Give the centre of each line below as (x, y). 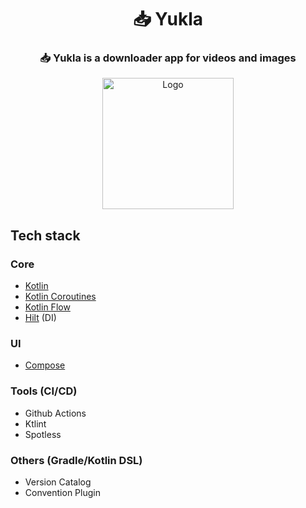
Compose (45, 365)
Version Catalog (58, 482)
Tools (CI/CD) (44, 391)
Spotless (43, 434)
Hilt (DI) (40, 318)
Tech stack (45, 235)
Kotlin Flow (47, 307)
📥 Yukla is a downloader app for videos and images (168, 58)
